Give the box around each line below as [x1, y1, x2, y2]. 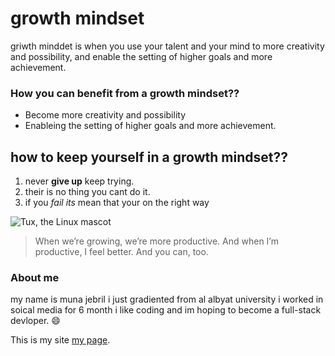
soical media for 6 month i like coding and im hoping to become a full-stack [10, 304, 322, 316]
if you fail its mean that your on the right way [24, 197, 210, 209]
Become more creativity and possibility [24, 109, 187, 121]
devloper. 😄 [10, 315, 61, 327]
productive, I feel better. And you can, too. [34, 246, 209, 258]
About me [10, 270, 60, 284]
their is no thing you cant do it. [24, 186, 151, 198]
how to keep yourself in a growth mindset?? [10, 148, 288, 166]
